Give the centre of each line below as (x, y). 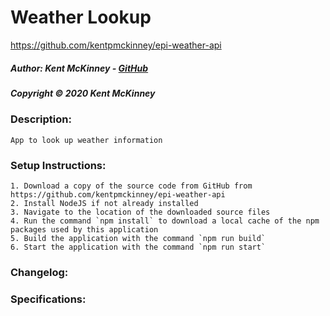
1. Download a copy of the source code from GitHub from (131, 186)
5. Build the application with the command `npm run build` (138, 238)
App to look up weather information (86, 140)
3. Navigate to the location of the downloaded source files (140, 212)
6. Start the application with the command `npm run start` (138, 247)
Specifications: (48, 299)
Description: (41, 119)
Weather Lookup (81, 17)
